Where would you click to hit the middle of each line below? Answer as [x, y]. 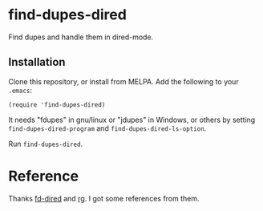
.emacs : [20, 90]
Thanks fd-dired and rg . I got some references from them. [104, 198]
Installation [37, 62]
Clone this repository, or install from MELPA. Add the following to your [123, 81]
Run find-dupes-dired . [46, 144]
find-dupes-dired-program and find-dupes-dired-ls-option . [107, 128]
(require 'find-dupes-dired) [57, 105]
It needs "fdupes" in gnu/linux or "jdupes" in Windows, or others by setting [132, 120]
